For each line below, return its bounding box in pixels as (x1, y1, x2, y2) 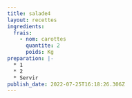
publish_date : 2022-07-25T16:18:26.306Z (7, 81, 126, 88)
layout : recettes (7, 17, 57, 23)
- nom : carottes (19, 36, 67, 43)
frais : (13, 29, 32, 37)
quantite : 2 (25, 42, 60, 49)
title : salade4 (7, 10, 51, 17)
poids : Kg (25, 49, 54, 56)
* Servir (13, 74, 39, 81)
